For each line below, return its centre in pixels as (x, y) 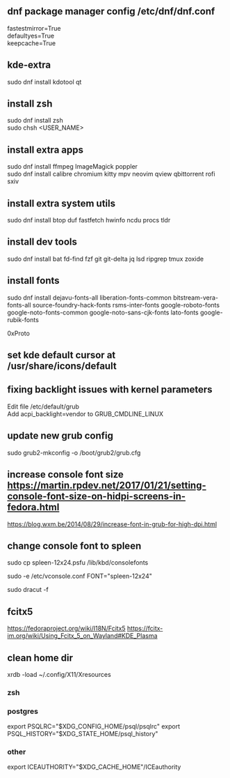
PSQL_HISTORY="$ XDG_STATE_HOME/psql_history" (83, 734)
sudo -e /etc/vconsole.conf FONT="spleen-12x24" (80, 576)
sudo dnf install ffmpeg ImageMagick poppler (72, 167)
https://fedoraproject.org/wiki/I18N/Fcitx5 (67, 628)
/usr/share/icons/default (62, 366)
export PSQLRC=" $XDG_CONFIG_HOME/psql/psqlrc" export (94, 726)
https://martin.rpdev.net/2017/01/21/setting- (107, 486)
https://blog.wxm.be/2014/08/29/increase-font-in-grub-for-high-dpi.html (112, 524)
